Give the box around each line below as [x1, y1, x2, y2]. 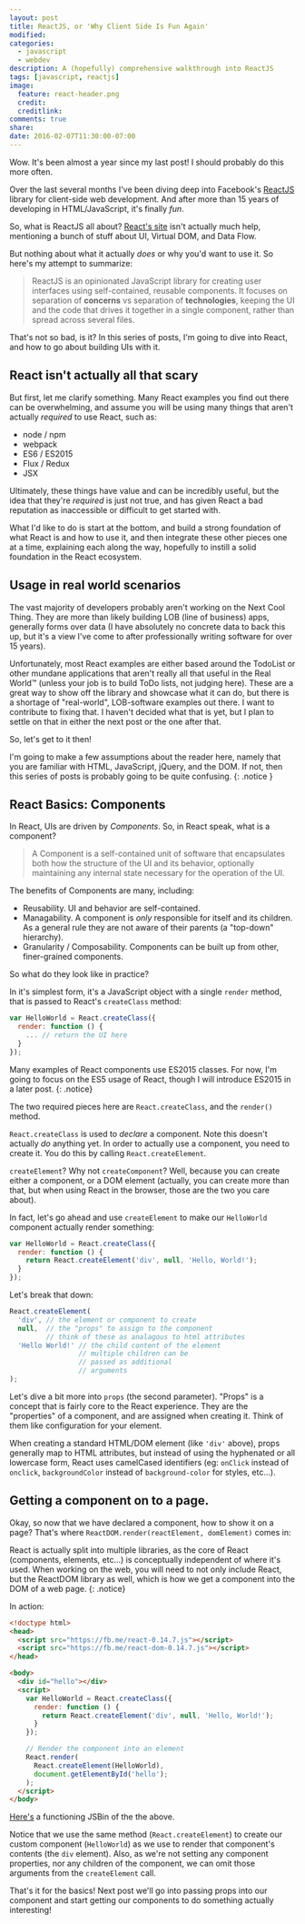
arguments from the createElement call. [9, 1868, 156, 1879]
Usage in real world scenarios [9, 578, 182, 593]
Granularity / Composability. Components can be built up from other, [22, 942, 280, 952]
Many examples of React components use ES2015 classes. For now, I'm [9, 1063, 277, 1074]
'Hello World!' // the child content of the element [17, 1341, 221, 1350]
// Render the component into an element [25, 1744, 184, 1754]
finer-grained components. [22, 952, 124, 962]
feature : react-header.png [17, 89, 120, 98]
